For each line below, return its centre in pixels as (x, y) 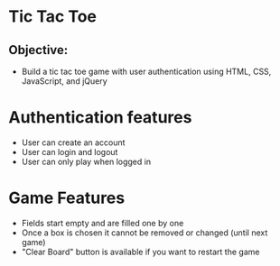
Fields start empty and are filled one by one (103, 223)
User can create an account (73, 142)
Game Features (67, 198)
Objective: (38, 50)
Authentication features (100, 118)
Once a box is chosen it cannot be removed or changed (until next (145, 233)
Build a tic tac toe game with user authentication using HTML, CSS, (146, 71)
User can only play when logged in (86, 161)
